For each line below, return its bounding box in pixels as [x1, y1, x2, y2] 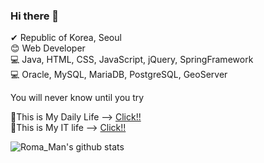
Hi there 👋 [10, 9, 60, 23]
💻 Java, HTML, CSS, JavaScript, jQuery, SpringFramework [10, 54, 254, 66]
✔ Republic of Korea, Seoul [10, 32, 122, 44]
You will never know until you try [10, 92, 145, 104]
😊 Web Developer [10, 42, 86, 54]
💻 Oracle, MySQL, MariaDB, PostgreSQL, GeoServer [10, 69, 228, 81]
